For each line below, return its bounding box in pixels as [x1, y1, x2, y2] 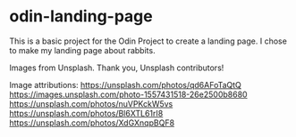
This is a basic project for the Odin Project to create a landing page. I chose [9, 36, 288, 46]
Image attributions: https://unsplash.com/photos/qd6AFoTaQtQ [9, 79, 241, 90]
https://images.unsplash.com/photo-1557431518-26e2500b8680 [9, 89, 248, 100]
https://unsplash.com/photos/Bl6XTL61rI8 [9, 108, 164, 118]
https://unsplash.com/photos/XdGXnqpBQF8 [9, 117, 175, 128]
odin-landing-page [9, 6, 154, 27]
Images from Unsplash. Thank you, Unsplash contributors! [9, 62, 224, 73]
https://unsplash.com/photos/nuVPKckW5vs [9, 98, 173, 109]
